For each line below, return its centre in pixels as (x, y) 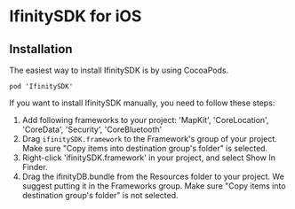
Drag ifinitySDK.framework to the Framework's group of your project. (149, 139)
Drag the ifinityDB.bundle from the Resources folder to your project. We (153, 176)
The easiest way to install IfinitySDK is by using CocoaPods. (119, 70)
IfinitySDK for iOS (76, 16)
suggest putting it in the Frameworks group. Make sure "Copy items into (154, 186)
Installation (41, 49)
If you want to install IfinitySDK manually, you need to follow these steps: (142, 103)
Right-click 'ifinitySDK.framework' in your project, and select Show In (148, 158)
